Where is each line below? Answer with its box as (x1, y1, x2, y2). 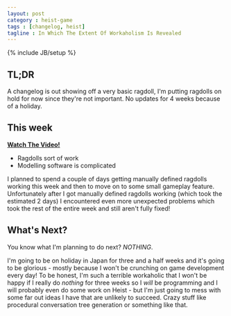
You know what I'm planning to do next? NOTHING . (7, 242, 153, 251)
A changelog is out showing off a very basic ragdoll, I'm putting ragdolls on (7, 88, 222, 96)
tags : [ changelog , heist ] (7, 23, 85, 30)
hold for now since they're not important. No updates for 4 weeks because (7, 94, 221, 103)
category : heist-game (7, 17, 73, 24)
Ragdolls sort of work (17, 153, 79, 162)
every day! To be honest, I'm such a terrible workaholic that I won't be (7, 271, 207, 279)
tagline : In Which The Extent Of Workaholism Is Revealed (7, 29, 182, 37)
